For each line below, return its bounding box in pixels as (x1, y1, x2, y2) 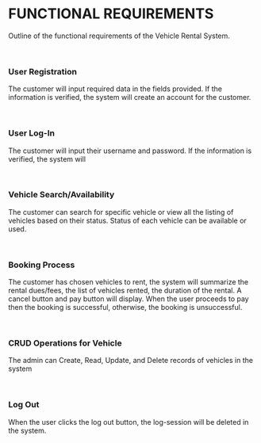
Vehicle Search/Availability (8, 189, 115, 200)
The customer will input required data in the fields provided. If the (8, 84, 222, 94)
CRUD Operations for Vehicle (8, 338, 122, 349)
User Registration (8, 66, 78, 77)
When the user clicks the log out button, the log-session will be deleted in (8, 417, 249, 426)
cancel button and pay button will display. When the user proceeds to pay (8, 294, 249, 304)
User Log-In (8, 128, 56, 139)
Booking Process (8, 259, 75, 270)
